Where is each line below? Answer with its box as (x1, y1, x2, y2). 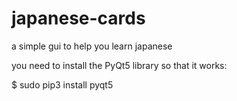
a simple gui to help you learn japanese (11, 40, 173, 52)
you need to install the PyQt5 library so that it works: (11, 59, 228, 71)
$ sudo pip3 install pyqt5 (11, 78, 114, 91)
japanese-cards (11, 7, 146, 30)
